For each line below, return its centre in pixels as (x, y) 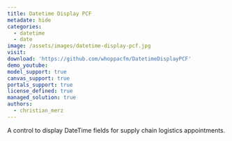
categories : (24, 26)
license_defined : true (40, 91)
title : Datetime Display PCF (49, 14)
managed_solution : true (42, 98)
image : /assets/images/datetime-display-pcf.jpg (79, 46)
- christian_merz (39, 110)
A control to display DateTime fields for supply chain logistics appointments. (116, 130)
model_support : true (37, 72)
